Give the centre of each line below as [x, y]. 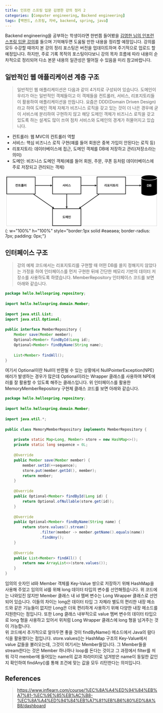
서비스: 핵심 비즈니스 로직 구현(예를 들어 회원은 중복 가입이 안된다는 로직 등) [84, 143]
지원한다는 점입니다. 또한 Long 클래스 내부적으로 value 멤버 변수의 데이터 [74, 614]
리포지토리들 [143, 96]
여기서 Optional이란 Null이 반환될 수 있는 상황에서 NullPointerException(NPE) [80, 370]
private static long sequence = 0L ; [51, 445]
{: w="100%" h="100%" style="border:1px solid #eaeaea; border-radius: [78, 231]
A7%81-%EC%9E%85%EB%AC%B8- [55, 695]
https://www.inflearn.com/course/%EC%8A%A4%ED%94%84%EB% [87, 690]
